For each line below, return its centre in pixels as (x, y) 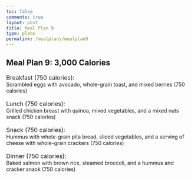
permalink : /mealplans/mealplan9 (47, 39)
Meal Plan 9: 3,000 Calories (58, 63)
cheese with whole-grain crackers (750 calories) (65, 143)
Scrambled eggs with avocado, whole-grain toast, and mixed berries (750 (95, 84)
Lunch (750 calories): (36, 104)
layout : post (22, 22)
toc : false (19, 11)
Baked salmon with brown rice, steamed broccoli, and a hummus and (90, 163)
